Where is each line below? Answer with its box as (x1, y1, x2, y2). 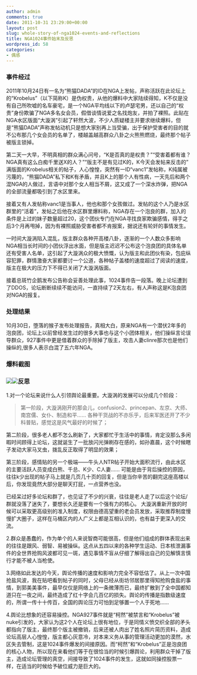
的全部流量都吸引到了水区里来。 (6, 187, 83, 194)
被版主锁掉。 (6, 139, 37, 146)
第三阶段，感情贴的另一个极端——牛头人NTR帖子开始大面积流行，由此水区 (6, 459, 186, 466)
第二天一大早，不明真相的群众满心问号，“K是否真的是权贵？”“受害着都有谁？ (6, 151, 191, 158)
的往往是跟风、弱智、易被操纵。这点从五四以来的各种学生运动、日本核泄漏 (6, 542, 186, 549)
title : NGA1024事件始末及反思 (6, 36, 74, 42)
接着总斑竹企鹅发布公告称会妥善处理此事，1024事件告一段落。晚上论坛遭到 (6, 277, 188, 284)
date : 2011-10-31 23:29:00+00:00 (6, 19, 88, 25)
